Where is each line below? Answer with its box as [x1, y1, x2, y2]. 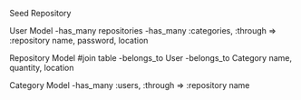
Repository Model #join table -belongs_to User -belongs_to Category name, [9, 53, 293, 63]
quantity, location [9, 63, 74, 73]
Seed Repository [9, 8, 72, 18]
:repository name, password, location [9, 35, 149, 45]
